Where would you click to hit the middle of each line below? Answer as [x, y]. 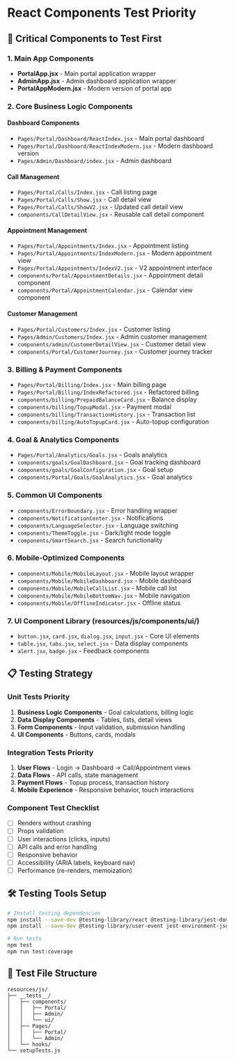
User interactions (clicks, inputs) [64, 839]
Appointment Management [47, 230]
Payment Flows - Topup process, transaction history [93, 783]
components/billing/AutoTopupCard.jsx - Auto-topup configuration [113, 421]
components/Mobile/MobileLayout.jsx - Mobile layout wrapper [106, 573]
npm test [20, 945]
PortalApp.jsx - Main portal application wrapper [87, 73]
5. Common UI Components [55, 495]
